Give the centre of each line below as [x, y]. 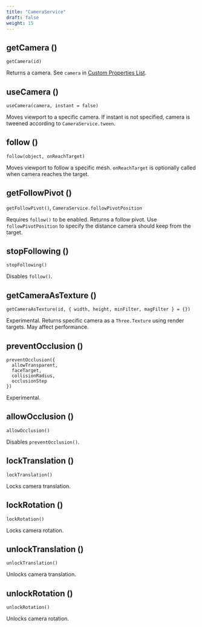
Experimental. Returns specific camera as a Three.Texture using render [95, 321]
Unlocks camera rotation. [38, 619]
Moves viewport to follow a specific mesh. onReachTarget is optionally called [101, 168]
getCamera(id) [24, 62]
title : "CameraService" [36, 12]
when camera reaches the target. [48, 174]
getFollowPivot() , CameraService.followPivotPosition [74, 208]
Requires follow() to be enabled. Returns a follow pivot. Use [82, 219]
